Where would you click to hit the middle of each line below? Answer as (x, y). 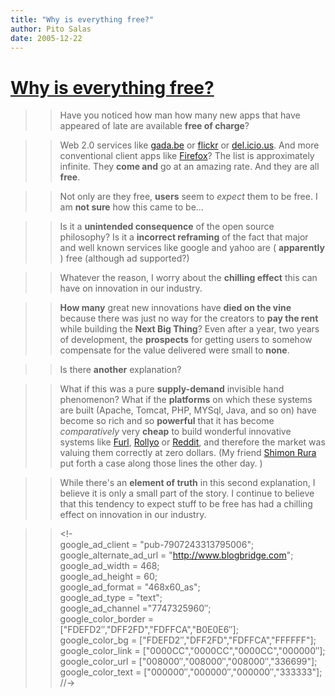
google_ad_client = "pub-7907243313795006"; (157, 545)
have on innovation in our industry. (131, 288)
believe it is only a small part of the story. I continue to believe (187, 493)
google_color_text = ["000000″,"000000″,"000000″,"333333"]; (191, 672)
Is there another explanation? (120, 370)
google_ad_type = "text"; (111, 598)
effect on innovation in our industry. (133, 515)
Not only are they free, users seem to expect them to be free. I (188, 197)
